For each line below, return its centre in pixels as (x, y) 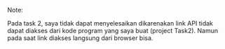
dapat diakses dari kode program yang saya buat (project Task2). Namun (113, 31)
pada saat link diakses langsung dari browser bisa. (80, 38)
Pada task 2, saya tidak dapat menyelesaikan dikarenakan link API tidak (110, 23)
